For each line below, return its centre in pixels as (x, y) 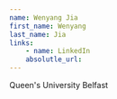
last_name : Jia (38, 34)
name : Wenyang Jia (44, 18)
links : (22, 43)
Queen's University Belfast (59, 85)
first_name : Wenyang (48, 26)
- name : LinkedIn (58, 51)
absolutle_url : (54, 59)
